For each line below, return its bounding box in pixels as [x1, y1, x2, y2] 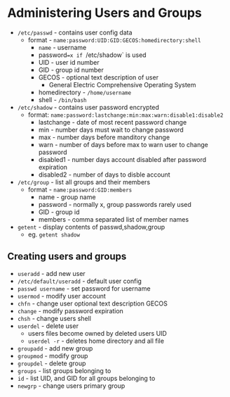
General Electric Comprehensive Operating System [48, 80, 196, 89]
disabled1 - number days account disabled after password [38, 155, 207, 163]
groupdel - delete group [17, 359, 86, 367]
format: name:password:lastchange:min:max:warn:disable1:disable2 [27, 111, 224, 119]
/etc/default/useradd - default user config [17, 277, 142, 285]
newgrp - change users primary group [17, 382, 126, 390]
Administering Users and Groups [7, 5, 202, 21]
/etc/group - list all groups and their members [17, 177, 151, 186]
